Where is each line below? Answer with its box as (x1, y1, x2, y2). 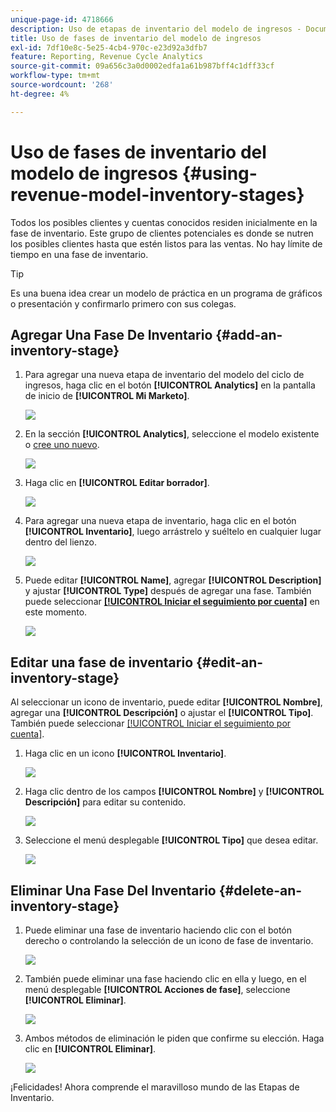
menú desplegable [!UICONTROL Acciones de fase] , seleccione (24, 984, 291, 995)
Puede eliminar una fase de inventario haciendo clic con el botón (24, 924, 292, 936)
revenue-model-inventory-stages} (10, 183, 305, 206)
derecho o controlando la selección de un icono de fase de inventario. (24, 935, 314, 946)
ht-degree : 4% (10, 89, 70, 99)
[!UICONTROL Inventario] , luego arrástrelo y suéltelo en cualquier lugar (24, 526, 322, 538)
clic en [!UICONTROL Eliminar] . (24, 1043, 156, 1055)
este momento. (24, 606, 88, 618)
